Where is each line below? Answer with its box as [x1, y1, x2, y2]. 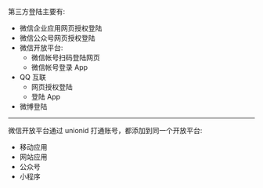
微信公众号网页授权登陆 [19, 34, 95, 42]
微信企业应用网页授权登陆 [19, 23, 103, 33]
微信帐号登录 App [31, 63, 88, 72]
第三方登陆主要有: [8, 7, 66, 16]
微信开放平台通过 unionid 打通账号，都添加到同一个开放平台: [8, 126, 203, 135]
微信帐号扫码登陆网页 [31, 53, 100, 62]
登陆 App [31, 92, 61, 101]
